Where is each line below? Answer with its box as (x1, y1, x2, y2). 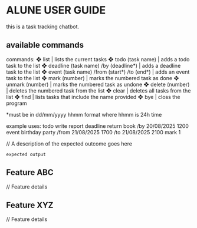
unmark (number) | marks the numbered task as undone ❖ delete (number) (6, 81, 190, 88)
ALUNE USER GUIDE (6, 4, 106, 17)
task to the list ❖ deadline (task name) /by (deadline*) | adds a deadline (6, 62, 181, 69)
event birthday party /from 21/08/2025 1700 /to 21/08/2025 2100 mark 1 (6, 128, 181, 136)
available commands (6, 40, 84, 50)
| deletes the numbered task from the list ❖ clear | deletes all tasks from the (6, 87, 191, 94)
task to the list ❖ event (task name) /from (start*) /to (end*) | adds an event (6, 68, 190, 75)
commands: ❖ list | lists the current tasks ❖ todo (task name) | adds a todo (6, 55, 190, 62)
